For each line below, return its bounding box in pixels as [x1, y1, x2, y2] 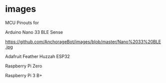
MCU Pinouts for [5, 20, 39, 26]
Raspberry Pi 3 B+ [5, 72, 43, 78]
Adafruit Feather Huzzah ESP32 [5, 53, 70, 59]
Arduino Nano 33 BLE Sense [5, 29, 63, 35]
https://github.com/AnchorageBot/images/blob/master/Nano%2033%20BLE [5, 38, 161, 45]
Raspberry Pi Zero [5, 63, 42, 69]
